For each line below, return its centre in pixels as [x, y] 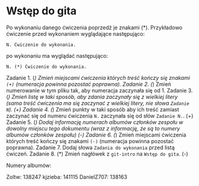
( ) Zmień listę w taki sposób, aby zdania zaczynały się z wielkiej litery [92, 97]
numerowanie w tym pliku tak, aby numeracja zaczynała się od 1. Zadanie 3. [99, 90]
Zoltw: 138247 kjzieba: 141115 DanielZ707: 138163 [67, 176]
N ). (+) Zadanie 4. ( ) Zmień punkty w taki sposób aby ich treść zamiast [93, 109]
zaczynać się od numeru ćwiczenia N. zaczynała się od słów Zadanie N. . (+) [100, 116]
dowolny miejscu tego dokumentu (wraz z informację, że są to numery [93, 128]
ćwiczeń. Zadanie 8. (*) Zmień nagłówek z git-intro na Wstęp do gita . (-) [97, 154]
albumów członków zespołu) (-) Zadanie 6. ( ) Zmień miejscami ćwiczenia [96, 135]
